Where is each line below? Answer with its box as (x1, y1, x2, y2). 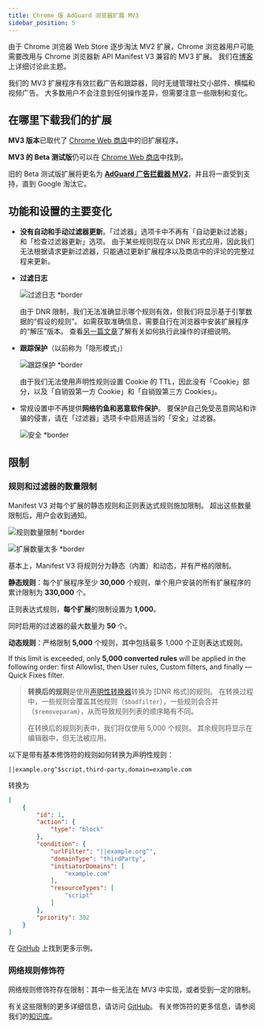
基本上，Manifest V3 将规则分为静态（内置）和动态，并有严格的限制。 (8, 561, 236, 570)
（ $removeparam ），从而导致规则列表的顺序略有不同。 (27, 706, 199, 715)
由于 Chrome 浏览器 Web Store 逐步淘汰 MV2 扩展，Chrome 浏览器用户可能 (8, 41, 254, 51)
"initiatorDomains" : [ (50, 862, 125, 870)
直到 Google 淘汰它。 (21, 179, 91, 189)
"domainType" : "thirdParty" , (50, 854, 147, 863)
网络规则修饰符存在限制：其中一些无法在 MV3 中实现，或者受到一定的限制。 (8, 985, 255, 994)
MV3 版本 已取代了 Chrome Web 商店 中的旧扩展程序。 (8, 136, 183, 145)
